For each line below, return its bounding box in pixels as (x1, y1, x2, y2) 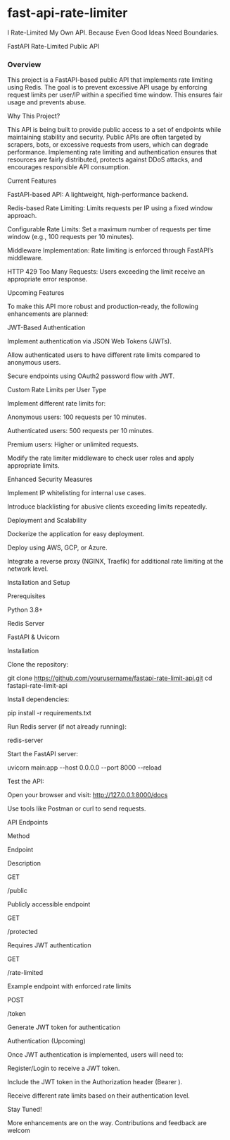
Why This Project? (7, 111, 60, 121)
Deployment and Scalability (7, 516, 87, 525)
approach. (7, 212, 37, 220)
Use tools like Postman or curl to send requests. (7, 804, 146, 813)
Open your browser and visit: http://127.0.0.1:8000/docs (7, 791, 168, 799)
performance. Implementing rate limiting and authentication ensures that (7, 148, 217, 157)
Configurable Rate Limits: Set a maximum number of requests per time (7, 225, 211, 234)
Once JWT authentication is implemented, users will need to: (7, 1050, 184, 1059)
